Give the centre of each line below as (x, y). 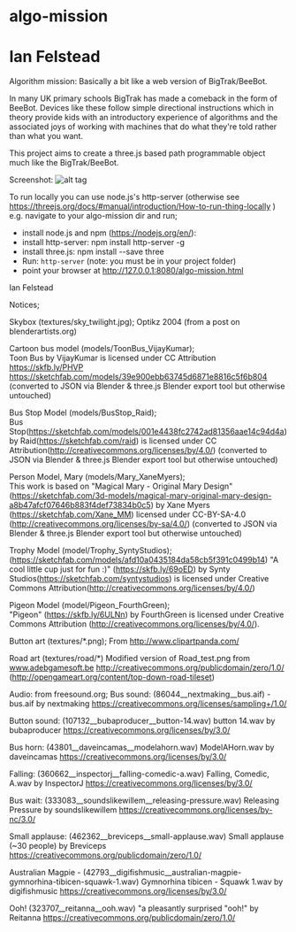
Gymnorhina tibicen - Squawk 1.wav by (212, 882)
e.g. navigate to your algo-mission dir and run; (94, 216)
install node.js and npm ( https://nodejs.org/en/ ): (109, 233)
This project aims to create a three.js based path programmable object (137, 153)
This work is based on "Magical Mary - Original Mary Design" (121, 486)
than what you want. (46, 136)
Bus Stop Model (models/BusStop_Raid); (83, 412)
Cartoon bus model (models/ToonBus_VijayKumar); (102, 349)
